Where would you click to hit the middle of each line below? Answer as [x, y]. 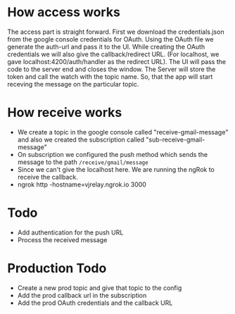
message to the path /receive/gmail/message [83, 162]
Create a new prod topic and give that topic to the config [100, 288]
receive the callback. [48, 177]
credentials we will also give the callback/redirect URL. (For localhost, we [113, 54]
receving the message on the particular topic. [73, 84]
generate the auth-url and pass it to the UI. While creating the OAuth [106, 46]
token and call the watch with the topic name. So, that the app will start [110, 76]
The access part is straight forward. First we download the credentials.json [116, 32]
